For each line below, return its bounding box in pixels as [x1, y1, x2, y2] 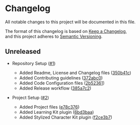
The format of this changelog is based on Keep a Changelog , [5, 28, 127, 34]
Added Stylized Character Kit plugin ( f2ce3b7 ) [19, 114, 113, 120]
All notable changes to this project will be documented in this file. [5, 19, 136, 25]
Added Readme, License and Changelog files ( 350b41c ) [19, 70, 131, 76]
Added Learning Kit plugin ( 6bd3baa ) [19, 109, 94, 115]
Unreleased [5, 47, 41, 56]
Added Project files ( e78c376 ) [19, 104, 80, 109]
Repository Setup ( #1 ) [12, 60, 56, 66]
